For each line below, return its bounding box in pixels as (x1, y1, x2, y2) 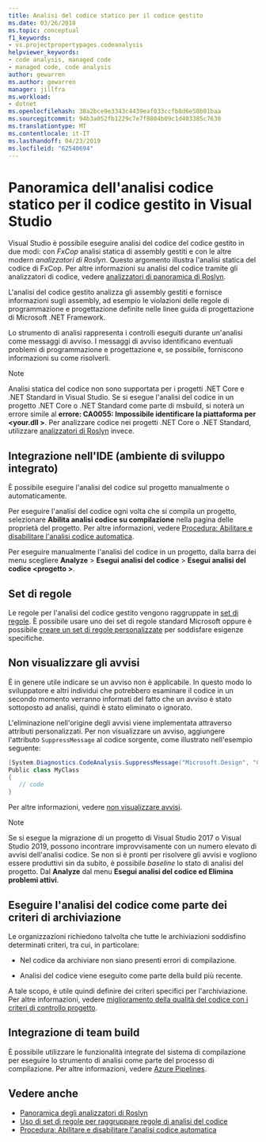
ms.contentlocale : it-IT (8, 129, 90, 137)
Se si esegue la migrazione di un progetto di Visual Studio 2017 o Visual (8, 834, 241, 843)
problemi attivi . (8, 876, 59, 885)
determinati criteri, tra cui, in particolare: (8, 940, 140, 949)
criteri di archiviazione (8, 910, 121, 924)
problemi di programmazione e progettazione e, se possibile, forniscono (8, 345, 244, 354)
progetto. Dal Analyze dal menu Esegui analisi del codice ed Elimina (8, 867, 234, 876)
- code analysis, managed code (8, 56, 112, 64)
